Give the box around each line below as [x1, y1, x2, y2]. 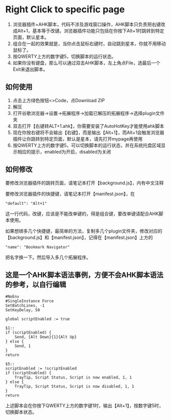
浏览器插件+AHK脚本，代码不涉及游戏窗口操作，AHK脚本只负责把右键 [12, 21, 161, 27]
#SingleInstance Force [5, 299, 54, 304]
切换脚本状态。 [5, 409, 37, 415]
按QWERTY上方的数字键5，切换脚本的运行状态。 [12, 53, 117, 60]
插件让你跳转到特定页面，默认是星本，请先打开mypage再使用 [12, 136, 143, 142]
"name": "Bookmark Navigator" [5, 244, 70, 250]
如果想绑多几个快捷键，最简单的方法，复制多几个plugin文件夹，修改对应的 [5, 227, 163, 234]
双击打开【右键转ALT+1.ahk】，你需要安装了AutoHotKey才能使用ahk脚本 [12, 123, 164, 129]
